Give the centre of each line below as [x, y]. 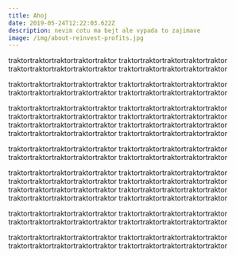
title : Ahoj [28, 16]
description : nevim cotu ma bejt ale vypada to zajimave [104, 30]
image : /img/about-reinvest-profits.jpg [76, 38]
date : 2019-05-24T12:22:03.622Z [62, 23]
